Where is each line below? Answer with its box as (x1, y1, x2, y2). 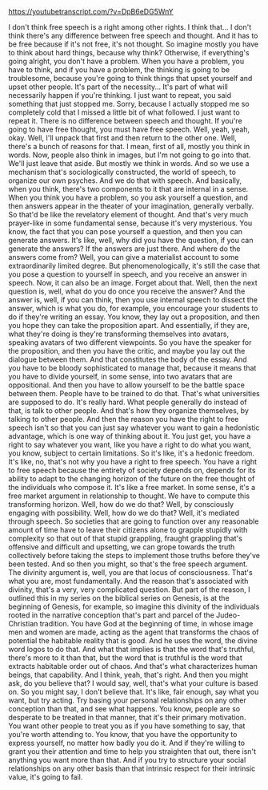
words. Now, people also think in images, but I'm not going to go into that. (8, 150, 251, 160)
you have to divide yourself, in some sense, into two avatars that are (8, 372, 233, 381)
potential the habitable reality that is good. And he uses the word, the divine (8, 636, 258, 645)
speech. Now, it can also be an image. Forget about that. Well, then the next (8, 278, 258, 287)
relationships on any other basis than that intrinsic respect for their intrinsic (8, 764, 256, 773)
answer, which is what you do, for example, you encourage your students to (8, 304, 258, 313)
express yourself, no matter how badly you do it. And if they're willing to (8, 738, 246, 747)
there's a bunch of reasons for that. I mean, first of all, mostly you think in (8, 142, 250, 151)
